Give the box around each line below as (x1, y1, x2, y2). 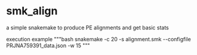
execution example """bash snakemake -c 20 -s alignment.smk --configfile (6, 35, 191, 42)
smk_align (6, 4, 58, 18)
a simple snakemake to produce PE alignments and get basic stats (6, 24, 169, 31)
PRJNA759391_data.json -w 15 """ (6, 42, 91, 49)
